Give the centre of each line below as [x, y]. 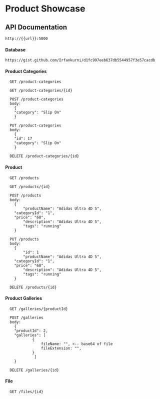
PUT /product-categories [35, 125]
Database [15, 49]
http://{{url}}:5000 [27, 38]
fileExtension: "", [61, 348]
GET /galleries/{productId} [39, 309]
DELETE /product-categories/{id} [44, 156]
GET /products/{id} [30, 186]
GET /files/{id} [26, 392]
